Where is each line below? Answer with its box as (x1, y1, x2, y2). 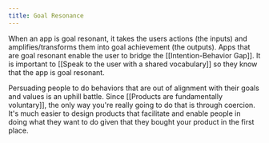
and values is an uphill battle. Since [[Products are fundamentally (8, 91, 223, 101)
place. (8, 125, 30, 135)
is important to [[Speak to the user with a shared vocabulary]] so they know (8, 59, 258, 69)
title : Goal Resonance (8, 11, 84, 20)
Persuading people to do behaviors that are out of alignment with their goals (8, 83, 260, 93)
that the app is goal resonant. (8, 67, 106, 77)
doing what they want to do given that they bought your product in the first (8, 117, 255, 126)
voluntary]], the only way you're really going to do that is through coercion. (8, 100, 256, 109)
